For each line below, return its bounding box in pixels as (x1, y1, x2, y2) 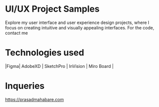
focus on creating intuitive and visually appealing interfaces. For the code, (5, 24, 155, 30)
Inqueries (5, 81, 45, 91)
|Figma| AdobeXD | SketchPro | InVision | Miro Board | (5, 63, 114, 69)
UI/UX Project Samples (5, 3, 100, 15)
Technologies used (5, 47, 85, 58)
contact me (5, 30, 28, 36)
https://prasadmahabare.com (5, 96, 64, 102)
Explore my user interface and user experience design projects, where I (5, 20, 149, 25)
